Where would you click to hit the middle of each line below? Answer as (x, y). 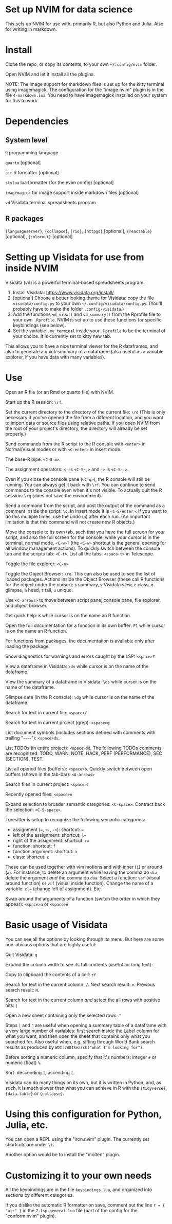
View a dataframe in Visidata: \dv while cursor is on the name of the (77, 666)
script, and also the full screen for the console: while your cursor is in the (83, 537)
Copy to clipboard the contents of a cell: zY (51, 974)
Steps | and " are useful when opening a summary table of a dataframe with (86, 1025)
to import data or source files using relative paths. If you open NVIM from (83, 423)
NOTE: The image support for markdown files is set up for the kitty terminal (85, 84)
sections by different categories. (40, 1195)
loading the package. (28, 646)
